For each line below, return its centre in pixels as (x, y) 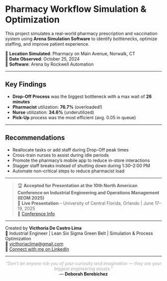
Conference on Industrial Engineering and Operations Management (88, 193)
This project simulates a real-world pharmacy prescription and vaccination (81, 33)
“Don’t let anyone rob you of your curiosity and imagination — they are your (83, 263)
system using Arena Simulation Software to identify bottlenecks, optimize (81, 39)
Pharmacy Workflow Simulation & (76, 9)
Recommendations (35, 138)
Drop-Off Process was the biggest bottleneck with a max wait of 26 (82, 96)
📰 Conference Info (36, 213)
